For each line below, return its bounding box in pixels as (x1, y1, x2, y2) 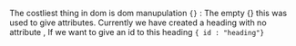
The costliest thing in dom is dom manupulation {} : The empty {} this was (9, 8, 288, 18)
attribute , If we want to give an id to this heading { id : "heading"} (9, 27, 265, 37)
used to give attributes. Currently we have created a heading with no (9, 17, 267, 28)
